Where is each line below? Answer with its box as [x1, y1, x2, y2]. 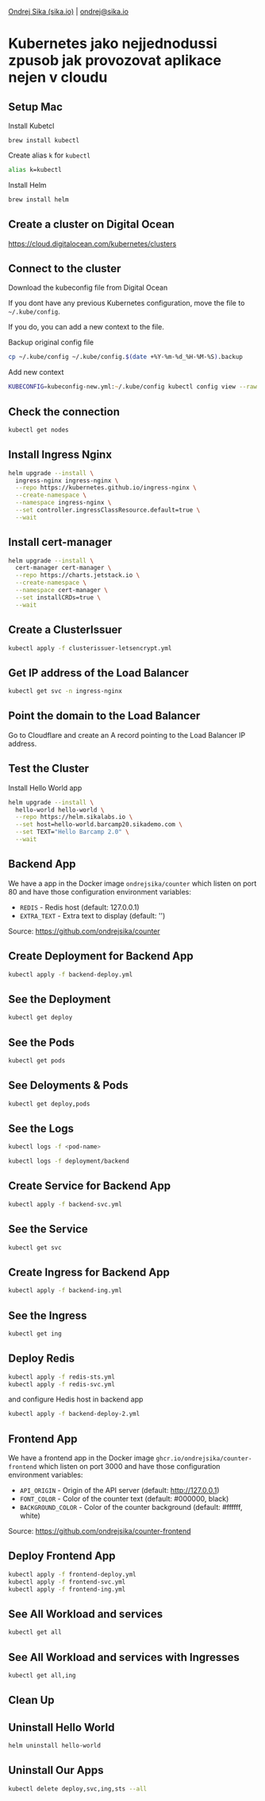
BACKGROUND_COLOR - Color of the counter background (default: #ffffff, [19, 1503, 243, 1512]
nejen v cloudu [8, 68, 108, 87]
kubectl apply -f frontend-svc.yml [8, 1577, 126, 1586]
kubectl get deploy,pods [8, 1100, 90, 1108]
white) [19, 1511, 41, 1521]
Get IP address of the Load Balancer [8, 666, 189, 680]
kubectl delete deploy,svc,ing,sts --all [8, 1784, 148, 1793]
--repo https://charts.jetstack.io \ [15, 571, 140, 579]
